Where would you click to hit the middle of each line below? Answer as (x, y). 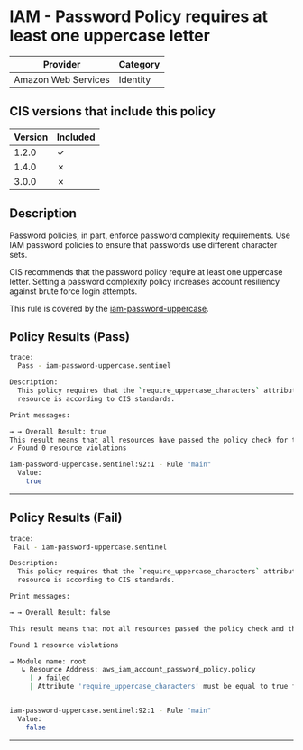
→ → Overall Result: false (60, 612)
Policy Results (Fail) (66, 518)
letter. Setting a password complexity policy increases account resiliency (145, 281)
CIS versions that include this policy (113, 111)
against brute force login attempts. (73, 291)
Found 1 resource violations (64, 645)
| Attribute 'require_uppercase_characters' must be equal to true (159, 687)
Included (76, 137)
